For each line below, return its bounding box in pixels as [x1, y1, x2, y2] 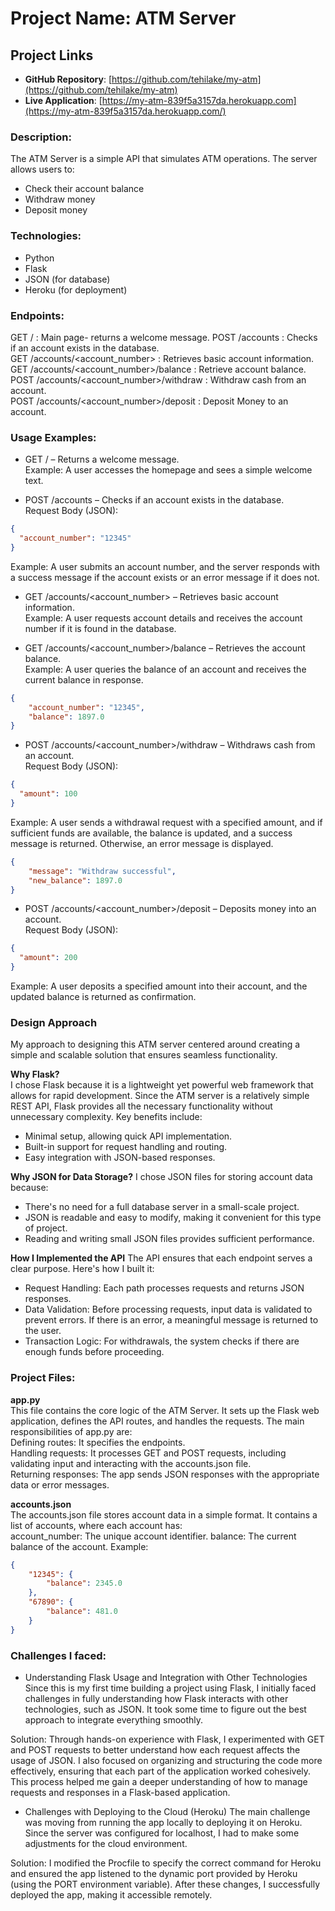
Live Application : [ [24, 95, 103, 106]
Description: [10, 130, 72, 144]
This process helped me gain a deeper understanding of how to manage [10, 1775, 308, 1787]
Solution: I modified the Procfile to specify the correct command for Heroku [10, 1857, 322, 1869]
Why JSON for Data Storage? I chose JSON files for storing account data [10, 1171, 313, 1183]
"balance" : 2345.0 [46, 1578, 123, 1589]
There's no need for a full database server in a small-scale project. [24, 1201, 300, 1213]
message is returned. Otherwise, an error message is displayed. [10, 837, 274, 849]
